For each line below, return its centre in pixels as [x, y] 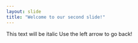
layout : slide [24, 11]
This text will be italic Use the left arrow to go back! [69, 34]
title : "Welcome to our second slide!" [56, 17]
